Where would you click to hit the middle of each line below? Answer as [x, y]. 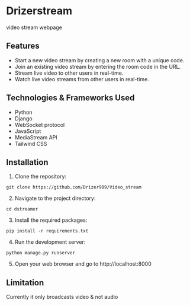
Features [23, 46]
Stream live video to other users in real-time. [69, 73]
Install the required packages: [51, 220]
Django [23, 118]
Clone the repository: [41, 177]
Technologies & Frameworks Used [70, 98]
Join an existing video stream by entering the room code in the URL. [98, 66]
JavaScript [28, 131]
